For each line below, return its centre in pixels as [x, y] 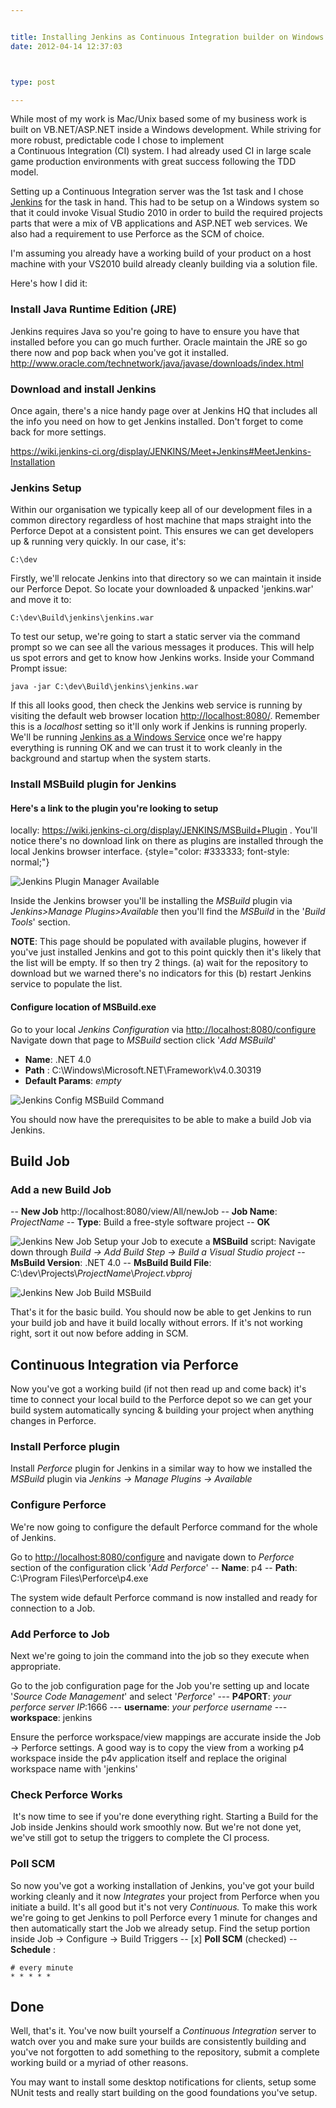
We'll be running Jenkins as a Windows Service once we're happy [146, 737]
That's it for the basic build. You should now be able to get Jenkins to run [161, 1312]
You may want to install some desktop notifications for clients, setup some [163, 2082]
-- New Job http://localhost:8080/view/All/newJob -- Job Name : [144, 1212]
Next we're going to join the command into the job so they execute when [160, 1655]
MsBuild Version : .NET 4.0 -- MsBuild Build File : [111, 1263]
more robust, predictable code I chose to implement [117, 140]
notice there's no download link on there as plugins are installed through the [167, 841]
